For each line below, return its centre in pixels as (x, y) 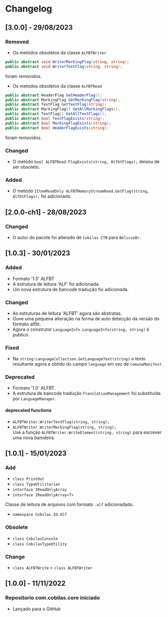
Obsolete (17, 527)
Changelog (29, 9)
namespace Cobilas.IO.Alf (39, 515)
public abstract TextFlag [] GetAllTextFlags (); (56, 114)
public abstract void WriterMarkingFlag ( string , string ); (67, 62)
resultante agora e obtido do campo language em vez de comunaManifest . (88, 364)
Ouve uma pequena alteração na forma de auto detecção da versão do (86, 318)
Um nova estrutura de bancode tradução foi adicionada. (71, 289)
